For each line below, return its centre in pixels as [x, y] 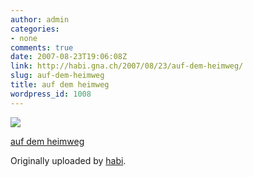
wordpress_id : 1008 [51, 94]
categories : [35, 29]
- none [24, 38]
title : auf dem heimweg [60, 85]
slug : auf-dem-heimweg [57, 76]
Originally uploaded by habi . [68, 160]
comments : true [42, 47]
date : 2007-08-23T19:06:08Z [69, 57]
